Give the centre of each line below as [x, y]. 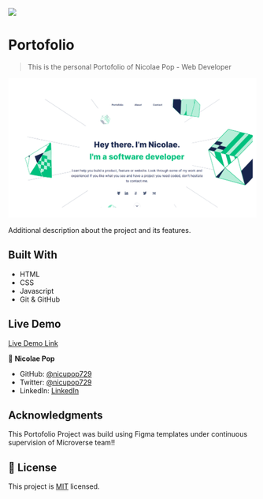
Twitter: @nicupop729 [56, 382]
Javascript [37, 291]
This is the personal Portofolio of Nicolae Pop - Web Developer [130, 66]
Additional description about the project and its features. [100, 230]
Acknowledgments [56, 415]
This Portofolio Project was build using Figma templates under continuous [128, 434]
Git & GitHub [40, 299]
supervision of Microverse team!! [62, 443]
